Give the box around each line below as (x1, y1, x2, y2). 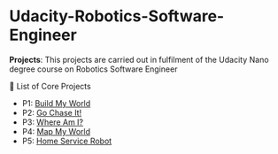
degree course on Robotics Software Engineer (9, 64, 178, 74)
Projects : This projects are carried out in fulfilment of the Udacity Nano (9, 54, 269, 65)
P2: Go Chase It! (21, 107, 82, 118)
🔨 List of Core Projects (9, 81, 91, 91)
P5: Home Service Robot (21, 135, 112, 146)
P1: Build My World (21, 97, 91, 108)
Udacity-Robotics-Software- (9, 6, 225, 27)
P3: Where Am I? (21, 117, 84, 127)
